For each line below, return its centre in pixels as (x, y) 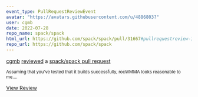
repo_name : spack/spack (35, 34)
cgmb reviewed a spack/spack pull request (58, 61)
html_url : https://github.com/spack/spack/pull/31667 (74, 39)
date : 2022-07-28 (27, 28)
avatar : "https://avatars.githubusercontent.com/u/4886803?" (83, 17)
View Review (22, 88)
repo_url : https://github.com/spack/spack (59, 45)
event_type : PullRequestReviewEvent (51, 11)
